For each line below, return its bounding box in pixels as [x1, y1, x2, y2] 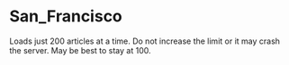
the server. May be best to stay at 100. [9, 45, 151, 55]
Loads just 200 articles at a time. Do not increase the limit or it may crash [9, 36, 281, 46]
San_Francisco [9, 6, 123, 27]
